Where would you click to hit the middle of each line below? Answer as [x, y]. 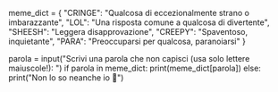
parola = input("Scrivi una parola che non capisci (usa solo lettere [129, 59]
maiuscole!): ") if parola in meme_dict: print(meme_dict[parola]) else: [135, 68]
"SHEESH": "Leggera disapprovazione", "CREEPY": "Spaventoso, [128, 32]
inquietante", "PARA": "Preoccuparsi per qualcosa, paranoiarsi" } [127, 41]
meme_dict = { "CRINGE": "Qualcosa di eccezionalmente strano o [129, 13]
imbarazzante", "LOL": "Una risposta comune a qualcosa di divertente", [139, 22]
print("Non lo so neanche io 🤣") [66, 78]
